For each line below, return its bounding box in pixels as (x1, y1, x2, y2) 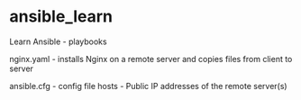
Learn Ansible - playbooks (9, 36, 107, 47)
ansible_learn (9, 6, 113, 27)
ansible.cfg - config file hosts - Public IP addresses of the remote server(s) (9, 80, 287, 91)
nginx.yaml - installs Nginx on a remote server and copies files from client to (9, 53, 293, 64)
